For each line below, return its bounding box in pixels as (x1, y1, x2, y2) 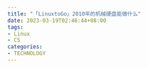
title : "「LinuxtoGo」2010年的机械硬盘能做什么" (7, 10, 142, 18)
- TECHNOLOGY (7, 50, 46, 57)
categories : (7, 43, 43, 50)
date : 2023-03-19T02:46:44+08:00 (7, 17, 107, 24)
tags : (7, 23, 23, 30)
